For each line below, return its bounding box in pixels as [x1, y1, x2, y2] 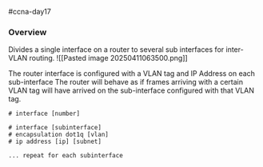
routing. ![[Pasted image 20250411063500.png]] [29, 54, 188, 63]
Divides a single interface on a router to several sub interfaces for [8, 45, 225, 54]
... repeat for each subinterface [8, 152, 124, 160]
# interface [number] [8, 109, 81, 118]
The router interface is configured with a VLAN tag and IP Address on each [8, 69, 256, 78]
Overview [8, 26, 47, 38]
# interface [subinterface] [8, 124, 102, 132]
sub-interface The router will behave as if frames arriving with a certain [8, 78, 244, 87]
